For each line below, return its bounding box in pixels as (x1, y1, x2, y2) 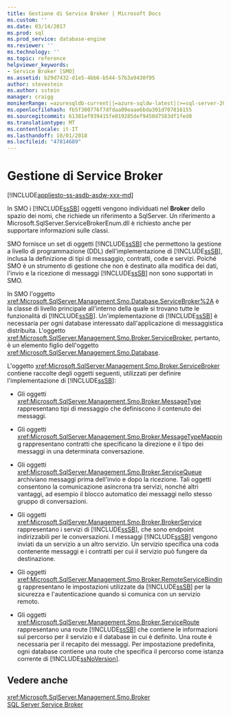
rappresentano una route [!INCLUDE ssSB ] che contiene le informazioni (16, 625, 218, 634)
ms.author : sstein (7, 87, 60, 94)
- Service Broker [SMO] (7, 68, 76, 75)
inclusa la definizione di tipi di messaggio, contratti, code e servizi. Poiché (7, 255, 217, 263)
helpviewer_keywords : (7, 61, 69, 68)
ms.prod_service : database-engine (7, 36, 107, 43)
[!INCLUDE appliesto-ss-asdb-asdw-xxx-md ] (7, 191, 134, 199)
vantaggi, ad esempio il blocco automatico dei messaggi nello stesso (16, 490, 212, 498)
